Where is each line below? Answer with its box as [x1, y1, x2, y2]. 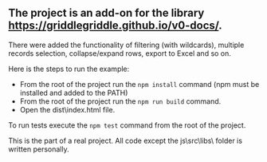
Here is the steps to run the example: [8, 64, 130, 73]
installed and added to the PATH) [19, 88, 128, 97]
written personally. [8, 144, 69, 154]
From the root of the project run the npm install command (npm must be [19, 79, 260, 89]
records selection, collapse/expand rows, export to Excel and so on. [8, 48, 231, 58]
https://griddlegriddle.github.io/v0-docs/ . [8, 19, 223, 33]
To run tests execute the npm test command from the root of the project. [8, 120, 246, 130]
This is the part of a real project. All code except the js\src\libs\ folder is [8, 136, 243, 145]
